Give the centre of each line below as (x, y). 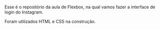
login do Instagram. (24, 12)
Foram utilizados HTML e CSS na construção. (50, 22)
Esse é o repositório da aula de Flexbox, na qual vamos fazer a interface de (80, 7)
